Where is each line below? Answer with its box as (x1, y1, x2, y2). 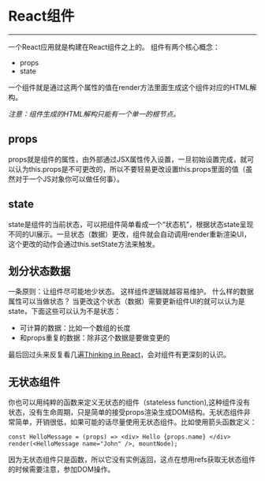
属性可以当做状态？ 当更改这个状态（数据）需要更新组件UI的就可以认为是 (8, 296, 246, 306)
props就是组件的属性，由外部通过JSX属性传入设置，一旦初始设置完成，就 (8, 155, 248, 164)
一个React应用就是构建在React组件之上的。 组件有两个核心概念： (8, 42, 221, 51)
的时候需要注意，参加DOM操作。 (8, 464, 115, 474)
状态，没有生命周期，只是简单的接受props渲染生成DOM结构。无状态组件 (8, 408, 244, 417)
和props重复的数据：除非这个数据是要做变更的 (19, 333, 170, 343)
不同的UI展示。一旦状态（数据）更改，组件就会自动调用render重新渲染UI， (8, 229, 251, 239)
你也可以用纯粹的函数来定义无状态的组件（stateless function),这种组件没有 (8, 397, 251, 407)
